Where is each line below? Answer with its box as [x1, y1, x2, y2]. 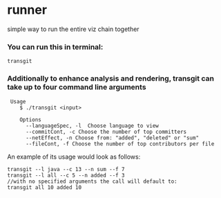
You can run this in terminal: [7, 42, 104, 52]
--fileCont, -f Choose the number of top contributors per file [25, 140, 215, 147]
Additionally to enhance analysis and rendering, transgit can [7, 74, 214, 83]
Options [19, 116, 41, 123]
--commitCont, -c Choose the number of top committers [25, 128, 187, 135]
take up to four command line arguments [7, 82, 146, 92]
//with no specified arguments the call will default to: [7, 178, 177, 185]
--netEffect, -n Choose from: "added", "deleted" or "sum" [25, 134, 199, 141]
